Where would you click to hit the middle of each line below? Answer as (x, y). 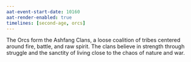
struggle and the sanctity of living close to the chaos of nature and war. (96, 53)
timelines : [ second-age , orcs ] (46, 23)
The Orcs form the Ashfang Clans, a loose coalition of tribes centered (93, 40)
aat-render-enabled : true (39, 17)
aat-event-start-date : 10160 (43, 12)
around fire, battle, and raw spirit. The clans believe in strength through (95, 46)
